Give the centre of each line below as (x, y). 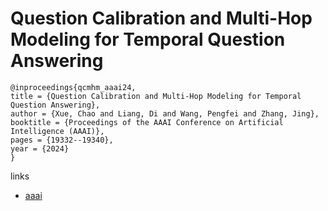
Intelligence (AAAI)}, (57, 131)
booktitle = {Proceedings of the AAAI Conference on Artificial (147, 122)
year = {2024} (40, 148)
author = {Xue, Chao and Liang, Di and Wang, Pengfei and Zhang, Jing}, (165, 113)
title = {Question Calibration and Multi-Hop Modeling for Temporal (156, 96)
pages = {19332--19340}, (62, 140)
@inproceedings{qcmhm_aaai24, (73, 87)
